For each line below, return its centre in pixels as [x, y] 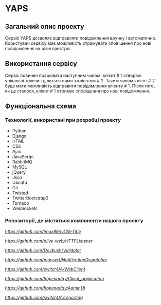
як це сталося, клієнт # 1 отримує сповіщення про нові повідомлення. [78, 91]
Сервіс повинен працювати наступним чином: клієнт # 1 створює [73, 75]
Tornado [20, 203]
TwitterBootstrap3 [30, 198]
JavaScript [23, 157]
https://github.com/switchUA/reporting [44, 297]
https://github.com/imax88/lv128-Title [43, 231]
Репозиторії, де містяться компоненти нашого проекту [74, 221]
